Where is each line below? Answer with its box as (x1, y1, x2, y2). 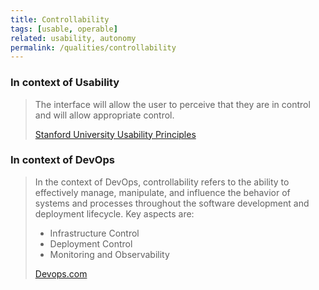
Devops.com (34, 267, 88, 280)
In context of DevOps (10, 153, 115, 167)
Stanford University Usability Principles (34, 128, 197, 140)
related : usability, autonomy (10, 33, 137, 43)
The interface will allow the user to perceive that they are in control (34, 98, 311, 110)
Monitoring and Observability (49, 248, 170, 260)
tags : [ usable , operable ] (10, 24, 118, 34)
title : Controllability (10, 14, 110, 25)
